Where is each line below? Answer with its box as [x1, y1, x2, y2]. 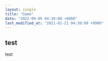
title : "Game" [5, 12, 34, 16]
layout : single [5, 7, 36, 12]
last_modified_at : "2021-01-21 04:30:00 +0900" [5, 20, 104, 26]
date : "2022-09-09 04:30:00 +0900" [5, 16, 78, 21]
